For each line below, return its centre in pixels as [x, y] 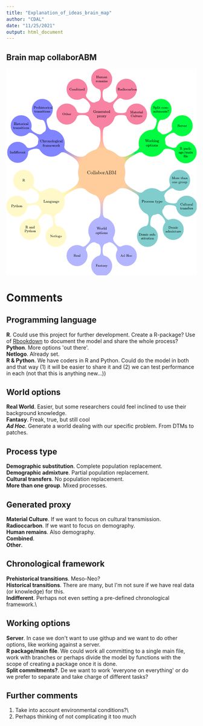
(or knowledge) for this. [35, 591]
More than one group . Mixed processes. [57, 485]
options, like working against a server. [53, 644]
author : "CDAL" [25, 19]
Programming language [51, 320]
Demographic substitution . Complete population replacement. [85, 466]
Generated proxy [39, 505]
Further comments [42, 696]
